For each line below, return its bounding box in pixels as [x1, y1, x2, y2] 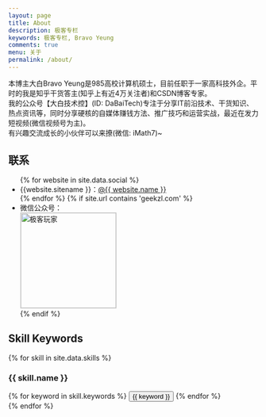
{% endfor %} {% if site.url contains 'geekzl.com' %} [19, 193, 193, 203]
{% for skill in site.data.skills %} [8, 353, 112, 362]
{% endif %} [19, 308, 61, 318]
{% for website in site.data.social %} [19, 175, 140, 185]
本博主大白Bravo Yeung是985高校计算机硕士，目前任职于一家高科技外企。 [8, 78, 251, 88]
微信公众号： [19, 203, 62, 212]
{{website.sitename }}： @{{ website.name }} [19, 184, 167, 194]
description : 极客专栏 [8, 26, 79, 34]
